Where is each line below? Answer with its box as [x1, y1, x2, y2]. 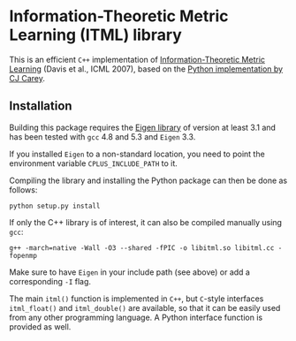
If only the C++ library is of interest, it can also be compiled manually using [9, 216, 283, 227]
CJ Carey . [9, 72, 46, 83]
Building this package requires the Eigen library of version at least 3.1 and [9, 122, 277, 133]
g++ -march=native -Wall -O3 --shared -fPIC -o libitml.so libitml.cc [9, 243, 275, 253]
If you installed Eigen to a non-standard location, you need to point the [9, 148, 265, 159]
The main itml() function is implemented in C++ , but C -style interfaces [9, 293, 264, 304]
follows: [9, 184, 38, 195]
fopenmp [9, 251, 38, 260]
